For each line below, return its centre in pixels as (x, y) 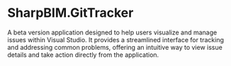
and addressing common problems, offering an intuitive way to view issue (115, 47)
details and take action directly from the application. (83, 55)
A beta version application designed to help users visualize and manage (112, 32)
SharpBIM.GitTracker (71, 13)
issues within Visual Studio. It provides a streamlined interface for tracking (116, 39)
